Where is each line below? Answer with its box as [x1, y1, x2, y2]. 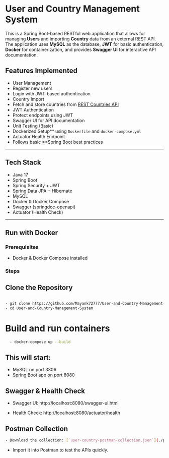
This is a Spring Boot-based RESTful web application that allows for [5, 30, 145, 36]
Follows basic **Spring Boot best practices [12, 139, 103, 145]
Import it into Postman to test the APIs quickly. [12, 447, 109, 453]
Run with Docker [5, 228, 58, 237]
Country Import [12, 96, 44, 102]
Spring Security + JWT [12, 182, 60, 188]
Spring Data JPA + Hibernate [12, 188, 72, 194]
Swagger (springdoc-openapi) [12, 204, 76, 210]
